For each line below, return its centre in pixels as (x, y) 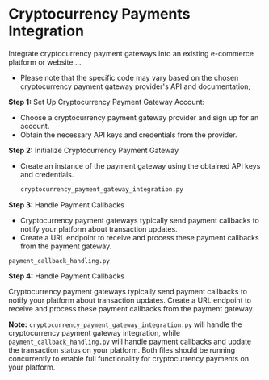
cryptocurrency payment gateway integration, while (94, 332)
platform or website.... (45, 62)
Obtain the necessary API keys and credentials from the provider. (128, 135)
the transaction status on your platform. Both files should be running (122, 350)
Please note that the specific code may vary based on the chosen (129, 77)
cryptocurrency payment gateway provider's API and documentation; (135, 86)
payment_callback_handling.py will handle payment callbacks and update (130, 341)
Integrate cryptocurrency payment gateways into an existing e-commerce (131, 53)
